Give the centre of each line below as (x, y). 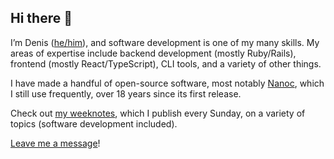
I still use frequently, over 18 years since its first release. (126, 93)
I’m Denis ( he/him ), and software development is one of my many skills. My (165, 42)
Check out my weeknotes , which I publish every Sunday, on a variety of (158, 113)
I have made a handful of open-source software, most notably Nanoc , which (167, 83)
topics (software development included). (94, 123)
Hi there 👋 (41, 18)
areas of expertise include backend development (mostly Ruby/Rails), (153, 53)
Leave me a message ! (55, 143)
